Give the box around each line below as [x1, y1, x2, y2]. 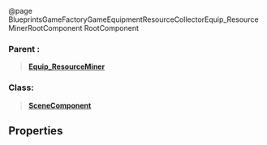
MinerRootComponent [8, 23, 83, 32]
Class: [8, 82, 34, 93]
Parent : [8, 43, 41, 54]
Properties [8, 124, 63, 138]
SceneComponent [28, 100, 92, 110]
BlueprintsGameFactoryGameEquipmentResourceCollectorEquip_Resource [8, 15, 259, 24]
